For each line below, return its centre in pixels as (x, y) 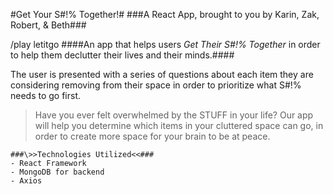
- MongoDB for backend (57, 172)
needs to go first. (46, 95)
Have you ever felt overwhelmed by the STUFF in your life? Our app (174, 115)
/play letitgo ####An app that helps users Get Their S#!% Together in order (165, 44)
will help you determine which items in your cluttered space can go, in (179, 125)
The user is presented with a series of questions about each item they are (162, 74)
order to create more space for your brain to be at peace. (152, 136)
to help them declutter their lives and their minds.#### (122, 55)
